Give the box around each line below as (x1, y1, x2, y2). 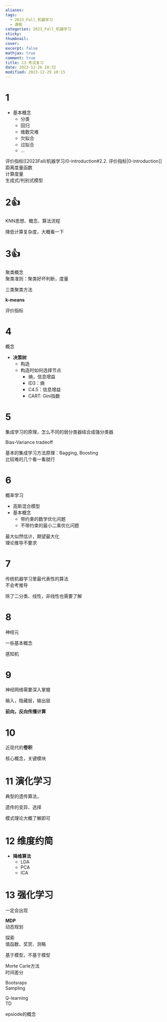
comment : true (5, 55, 36, 61)
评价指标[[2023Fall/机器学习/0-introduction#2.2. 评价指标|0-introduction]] (5, 158, 162, 164)
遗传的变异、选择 (5, 804, 42, 810)
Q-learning (5, 995, 28, 1001)
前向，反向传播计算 (5, 708, 46, 715)
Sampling (5, 985, 26, 991)
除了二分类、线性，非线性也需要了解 (5, 593, 82, 599)
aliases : (5, 7, 24, 13)
